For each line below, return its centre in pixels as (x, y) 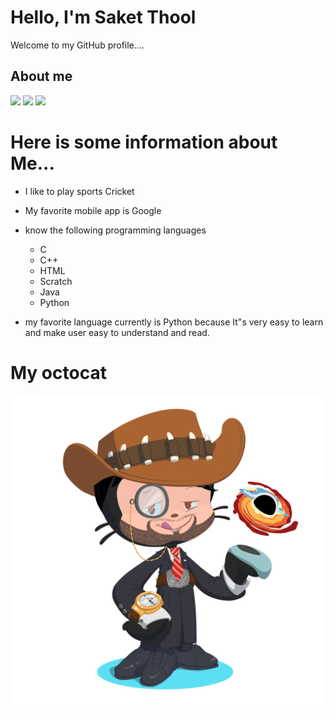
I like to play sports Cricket (79, 191)
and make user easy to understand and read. (117, 332)
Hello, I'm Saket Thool (103, 17)
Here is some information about (144, 142)
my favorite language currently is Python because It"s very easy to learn (174, 322)
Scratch (56, 281)
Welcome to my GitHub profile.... (77, 45)
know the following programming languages (115, 230)
